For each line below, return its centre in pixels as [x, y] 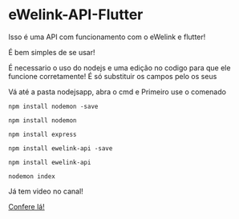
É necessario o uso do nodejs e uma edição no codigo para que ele [119, 68]
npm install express [43, 134]
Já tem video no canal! [46, 191]
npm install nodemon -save [53, 106]
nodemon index [32, 176]
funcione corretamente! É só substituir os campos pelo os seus [113, 76]
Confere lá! [27, 206]
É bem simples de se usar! [52, 52]
